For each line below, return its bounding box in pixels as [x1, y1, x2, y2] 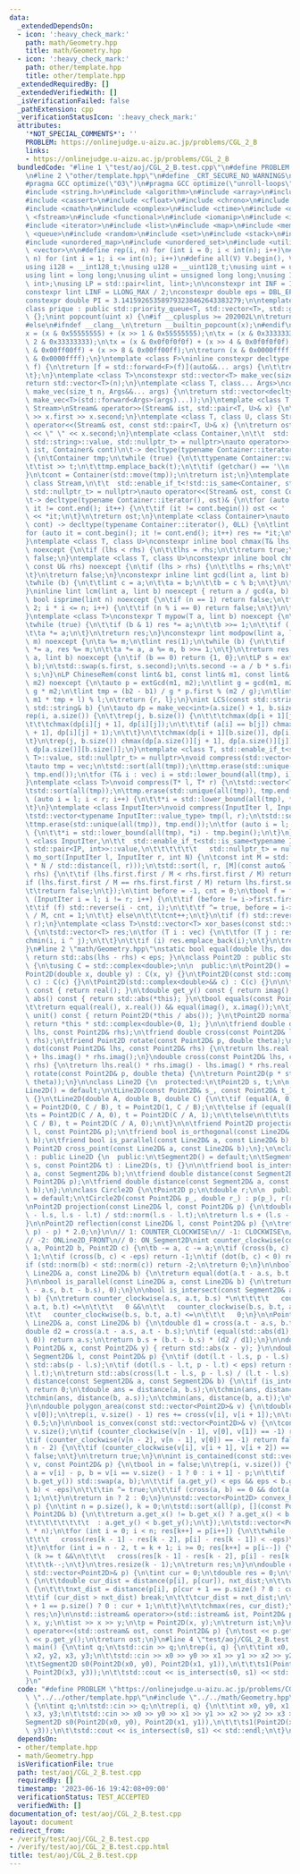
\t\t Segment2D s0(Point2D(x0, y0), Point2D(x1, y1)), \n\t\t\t [25, 1660, 262, 1669]
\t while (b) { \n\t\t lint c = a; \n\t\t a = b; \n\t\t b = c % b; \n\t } [25, 579, 278, 588]
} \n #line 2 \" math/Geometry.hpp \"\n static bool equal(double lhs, [25, 945, 278, 954]
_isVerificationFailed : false [17, 96, 129, 106]
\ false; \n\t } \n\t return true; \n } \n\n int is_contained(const [25, 1452, 257, 1461]
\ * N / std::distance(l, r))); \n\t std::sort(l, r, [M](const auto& [25, 861, 286, 870]
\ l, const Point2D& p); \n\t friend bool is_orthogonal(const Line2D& [25, 1128, 290, 1137]
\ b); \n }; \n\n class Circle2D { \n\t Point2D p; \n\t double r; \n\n [25, 1186, 266, 1195]
